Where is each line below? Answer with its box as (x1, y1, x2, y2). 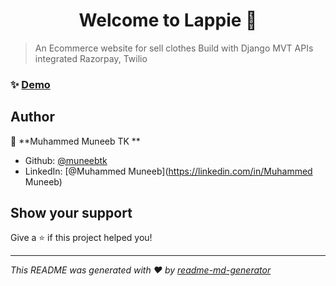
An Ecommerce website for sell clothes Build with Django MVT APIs (34, 42, 314, 54)
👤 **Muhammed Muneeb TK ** (10, 135, 141, 147)
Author (10, 109, 55, 126)
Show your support (10, 205, 133, 222)
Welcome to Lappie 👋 (78, 9, 258, 32)
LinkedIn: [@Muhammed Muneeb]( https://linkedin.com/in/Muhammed (24, 165, 313, 177)
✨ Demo (10, 77, 51, 91)
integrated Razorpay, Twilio (34, 52, 148, 64)
